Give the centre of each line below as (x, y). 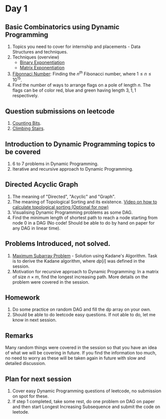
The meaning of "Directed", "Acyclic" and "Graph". (64, 196)
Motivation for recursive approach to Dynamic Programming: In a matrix (85, 271)
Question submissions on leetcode (60, 111)
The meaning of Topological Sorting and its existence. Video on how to (85, 202)
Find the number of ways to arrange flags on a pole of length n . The (82, 85)
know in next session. (34, 320)
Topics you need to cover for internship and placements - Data (76, 47)
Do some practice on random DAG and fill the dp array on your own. (82, 309)
